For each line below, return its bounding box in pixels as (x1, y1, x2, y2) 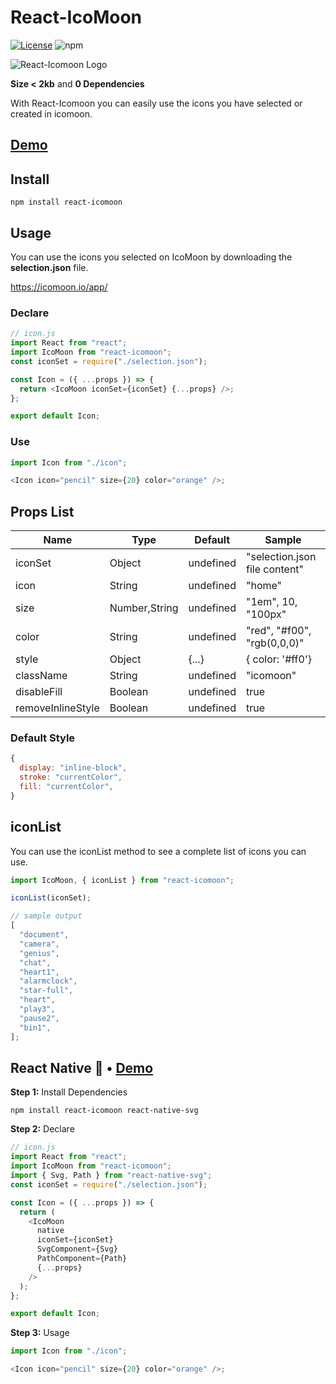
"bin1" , (19, 1022, 52, 1033)
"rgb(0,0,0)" (245, 636, 305, 650)
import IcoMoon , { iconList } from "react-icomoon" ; (10, 875, 235, 885)
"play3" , (19, 1004, 56, 1015)
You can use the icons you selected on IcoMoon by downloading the (10, 251, 293, 263)
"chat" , (19, 957, 52, 968)
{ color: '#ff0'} (245, 652, 312, 666)
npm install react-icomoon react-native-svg (10, 1106, 199, 1116)
